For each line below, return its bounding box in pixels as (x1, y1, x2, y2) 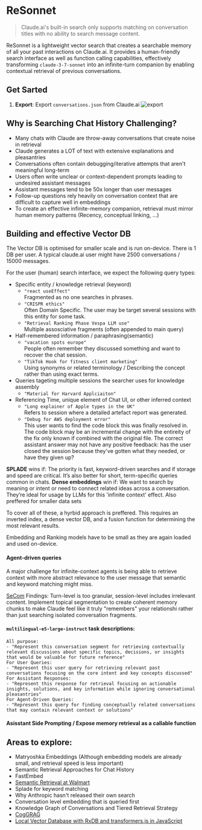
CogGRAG (14, 811, 41, 818)
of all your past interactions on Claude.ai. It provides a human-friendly (6, 48, 180, 55)
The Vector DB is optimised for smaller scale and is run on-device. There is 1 (6, 245, 197, 252)
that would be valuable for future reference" (6, 654, 125, 661)
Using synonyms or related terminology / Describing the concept (24, 364, 185, 372)
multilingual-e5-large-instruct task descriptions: (6, 625, 136, 632)
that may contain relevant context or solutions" (6, 707, 134, 713)
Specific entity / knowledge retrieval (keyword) (14, 281, 131, 288)
